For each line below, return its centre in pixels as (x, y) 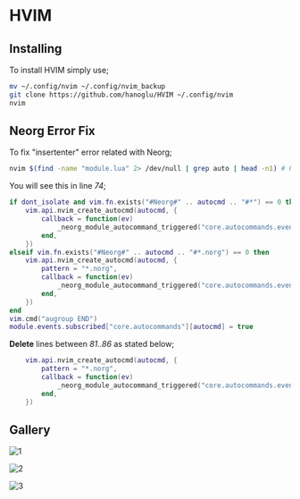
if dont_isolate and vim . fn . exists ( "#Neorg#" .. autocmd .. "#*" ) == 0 (146, 202)
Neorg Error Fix (52, 131)
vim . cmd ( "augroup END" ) (54, 318)
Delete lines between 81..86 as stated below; (92, 344)
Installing (36, 49)
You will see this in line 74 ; (58, 186)
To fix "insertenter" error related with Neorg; (91, 152)
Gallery (30, 430)
